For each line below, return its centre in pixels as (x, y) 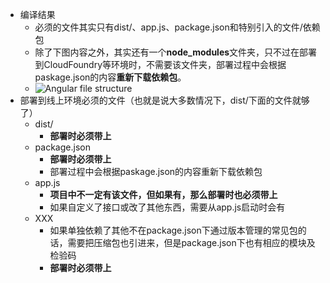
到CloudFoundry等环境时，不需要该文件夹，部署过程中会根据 (160, 64)
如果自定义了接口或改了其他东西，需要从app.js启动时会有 (167, 207)
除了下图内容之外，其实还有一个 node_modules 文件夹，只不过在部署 (176, 52)
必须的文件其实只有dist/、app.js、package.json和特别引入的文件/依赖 (177, 27)
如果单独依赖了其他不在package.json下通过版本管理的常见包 (173, 230)
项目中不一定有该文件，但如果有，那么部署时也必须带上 (163, 194)
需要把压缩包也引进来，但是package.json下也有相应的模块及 (191, 242)
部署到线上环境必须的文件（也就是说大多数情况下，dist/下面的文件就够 (164, 100)
